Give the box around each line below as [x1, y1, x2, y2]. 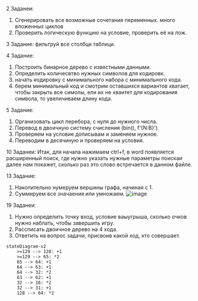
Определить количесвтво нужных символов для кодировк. [14, 70, 165, 76]
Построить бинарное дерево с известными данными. [14, 63, 151, 71]
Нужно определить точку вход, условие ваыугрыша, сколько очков [14, 213, 187, 220]
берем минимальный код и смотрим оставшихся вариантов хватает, [14, 82, 190, 89]
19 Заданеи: [6, 201, 36, 209]
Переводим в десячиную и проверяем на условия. [14, 137, 144, 144]
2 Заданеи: [6, 5, 34, 12]
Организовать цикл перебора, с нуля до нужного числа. [14, 118, 158, 125]
